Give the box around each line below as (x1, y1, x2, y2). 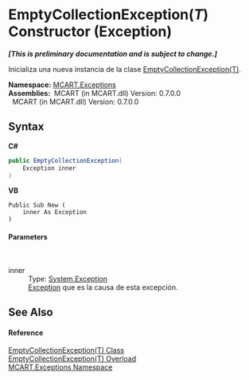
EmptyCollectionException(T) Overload (8, 354, 137, 364)
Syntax (8, 120, 45, 133)
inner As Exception (22, 208, 88, 216)
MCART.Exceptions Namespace (8, 362, 113, 372)
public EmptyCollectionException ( (8, 156, 123, 164)
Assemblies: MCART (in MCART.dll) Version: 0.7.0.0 (8, 88, 181, 97)
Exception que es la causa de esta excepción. (28, 282, 178, 292)
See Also (8, 305, 53, 319)
